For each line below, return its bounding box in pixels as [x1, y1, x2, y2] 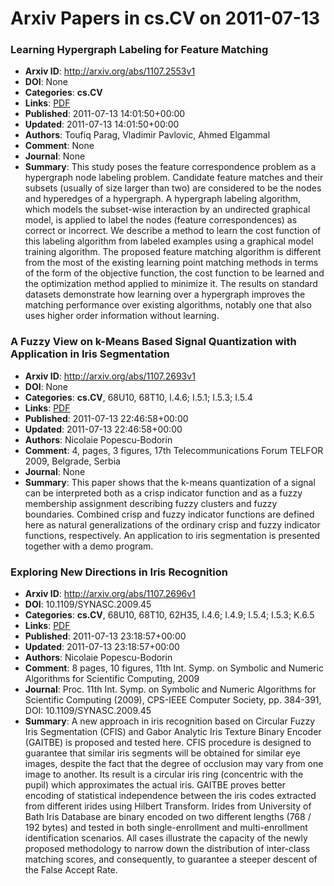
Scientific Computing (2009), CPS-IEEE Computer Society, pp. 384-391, [24, 694, 322, 706]
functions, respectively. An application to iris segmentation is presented [24, 529, 321, 541]
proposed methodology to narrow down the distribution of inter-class [24, 843, 311, 855]
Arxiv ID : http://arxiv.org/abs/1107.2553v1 [24, 65, 196, 77]
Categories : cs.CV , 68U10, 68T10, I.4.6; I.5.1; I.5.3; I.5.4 [24, 391, 253, 403]
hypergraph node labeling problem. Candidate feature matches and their [24, 172, 324, 184]
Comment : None [24, 140, 95, 152]
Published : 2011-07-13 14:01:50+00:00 [24, 108, 186, 120]
